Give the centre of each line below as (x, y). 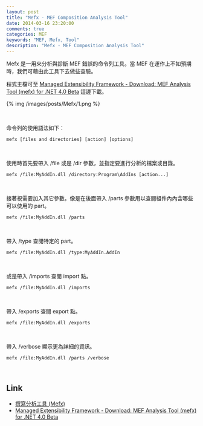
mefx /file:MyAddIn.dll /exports (48, 323)
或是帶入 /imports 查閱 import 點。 (49, 276)
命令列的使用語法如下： (35, 128)
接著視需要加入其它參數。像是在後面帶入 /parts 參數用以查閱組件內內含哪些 (100, 198)
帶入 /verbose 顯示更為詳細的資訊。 (51, 346)
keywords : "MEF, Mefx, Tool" (43, 40)
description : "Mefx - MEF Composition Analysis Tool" (76, 46)
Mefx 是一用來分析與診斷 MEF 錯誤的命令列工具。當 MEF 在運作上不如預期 (99, 64)
